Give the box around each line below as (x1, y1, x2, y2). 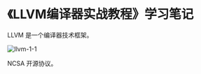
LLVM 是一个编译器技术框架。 (7, 31, 93, 39)
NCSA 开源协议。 (7, 59, 57, 67)
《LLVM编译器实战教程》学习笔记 (7, 6, 194, 22)
